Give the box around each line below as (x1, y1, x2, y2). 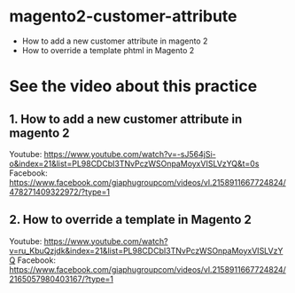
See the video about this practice (9, 76, 258, 97)
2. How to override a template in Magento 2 (9, 212, 252, 227)
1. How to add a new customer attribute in (9, 111, 243, 126)
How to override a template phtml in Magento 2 (21, 44, 195, 55)
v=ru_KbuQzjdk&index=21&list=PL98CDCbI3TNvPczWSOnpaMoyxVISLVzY (9, 245, 283, 256)
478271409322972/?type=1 (9, 186, 111, 197)
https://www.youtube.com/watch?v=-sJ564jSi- (43, 148, 216, 159)
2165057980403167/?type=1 (9, 273, 113, 284)
